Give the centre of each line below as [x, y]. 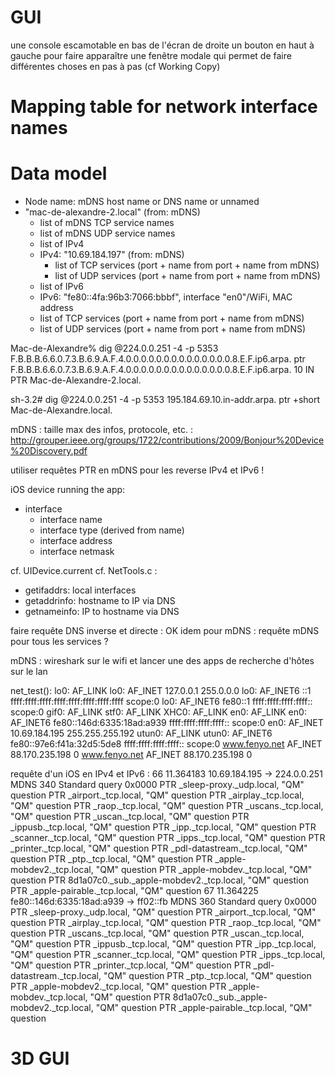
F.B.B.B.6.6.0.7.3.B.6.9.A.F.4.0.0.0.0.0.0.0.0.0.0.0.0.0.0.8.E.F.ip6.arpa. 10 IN [162, 370]
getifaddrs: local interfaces [80, 590]
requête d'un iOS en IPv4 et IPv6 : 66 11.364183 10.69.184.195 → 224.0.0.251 [166, 774]
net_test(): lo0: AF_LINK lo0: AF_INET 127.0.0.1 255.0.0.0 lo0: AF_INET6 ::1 [161, 691]
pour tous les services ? [59, 642]
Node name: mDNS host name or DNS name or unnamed [142, 202]
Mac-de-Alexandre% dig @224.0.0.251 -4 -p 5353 [114, 348]
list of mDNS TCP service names [107, 223]
